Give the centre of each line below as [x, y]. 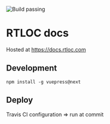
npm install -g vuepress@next [44, 82]
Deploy [20, 100]
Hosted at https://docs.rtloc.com [46, 49]
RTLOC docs [38, 33]
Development [32, 68]
